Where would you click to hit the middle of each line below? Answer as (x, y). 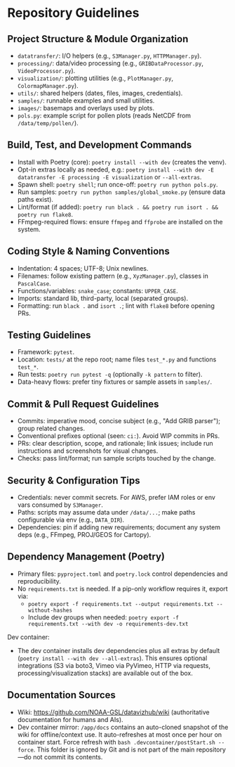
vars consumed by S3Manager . (60, 505)
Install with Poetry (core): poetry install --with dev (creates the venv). (122, 162)
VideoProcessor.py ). (46, 71)
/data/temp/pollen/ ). (48, 123)
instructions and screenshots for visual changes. (88, 451)
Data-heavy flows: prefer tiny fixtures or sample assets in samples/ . (115, 382)
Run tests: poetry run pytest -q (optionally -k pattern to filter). (110, 375)
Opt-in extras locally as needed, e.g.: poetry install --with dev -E (115, 169)
